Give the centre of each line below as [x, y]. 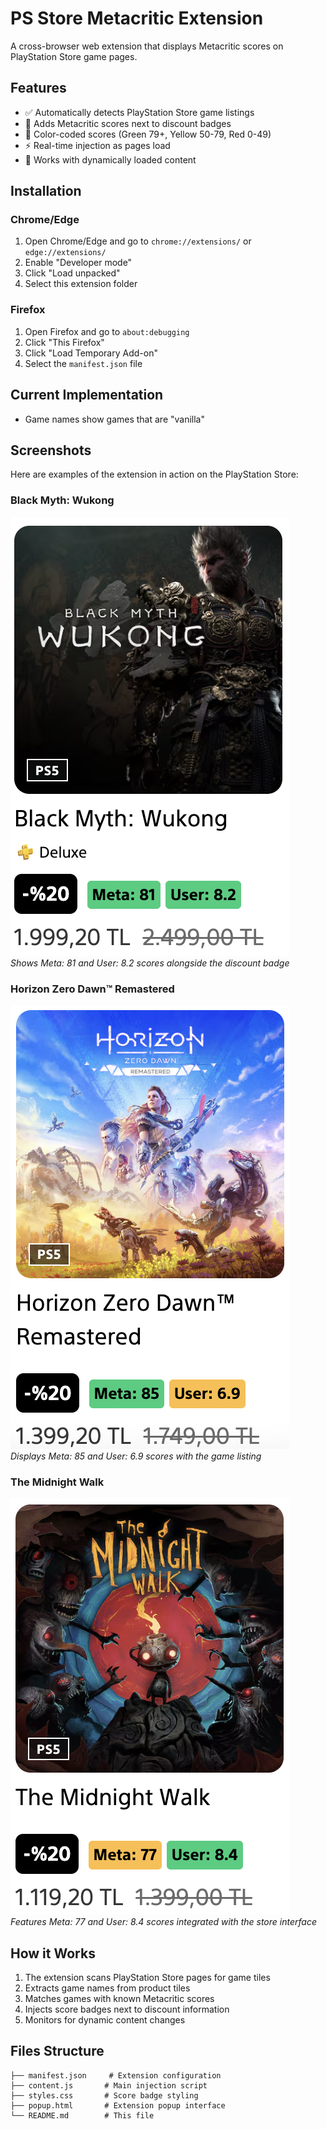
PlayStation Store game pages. [74, 56]
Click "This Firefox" [64, 342]
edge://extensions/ [65, 253]
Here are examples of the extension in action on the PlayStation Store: [154, 474]
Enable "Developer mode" [78, 263]
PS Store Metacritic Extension [137, 18]
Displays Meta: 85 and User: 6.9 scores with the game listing [136, 1456]
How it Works [53, 1953]
